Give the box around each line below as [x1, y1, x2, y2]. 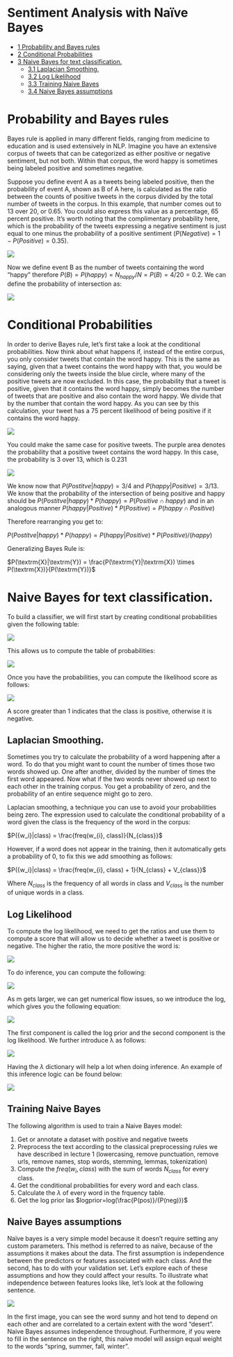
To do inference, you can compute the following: [7, 968, 146, 977]
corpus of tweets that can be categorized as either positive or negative [7, 149, 211, 157]
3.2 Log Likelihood [27, 72, 81, 81]
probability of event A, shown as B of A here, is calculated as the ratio [7, 184, 207, 193]
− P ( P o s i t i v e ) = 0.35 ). [7, 236, 69, 245]
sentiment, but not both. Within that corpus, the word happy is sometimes [7, 156, 218, 165]
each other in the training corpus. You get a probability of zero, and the [7, 782, 211, 791]
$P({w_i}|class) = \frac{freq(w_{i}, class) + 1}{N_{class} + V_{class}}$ [7, 866, 207, 874]
